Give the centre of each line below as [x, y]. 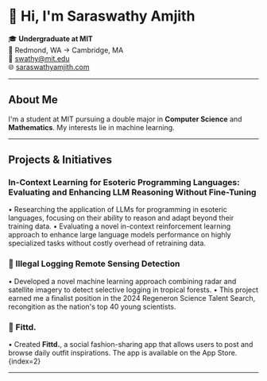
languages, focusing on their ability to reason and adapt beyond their [121, 218]
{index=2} [25, 361]
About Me [33, 100]
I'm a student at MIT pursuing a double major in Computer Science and [125, 119]
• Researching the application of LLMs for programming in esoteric [118, 210]
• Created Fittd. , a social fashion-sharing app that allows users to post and [131, 344]
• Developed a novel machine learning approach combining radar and [122, 281]
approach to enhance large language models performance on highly [120, 235]
